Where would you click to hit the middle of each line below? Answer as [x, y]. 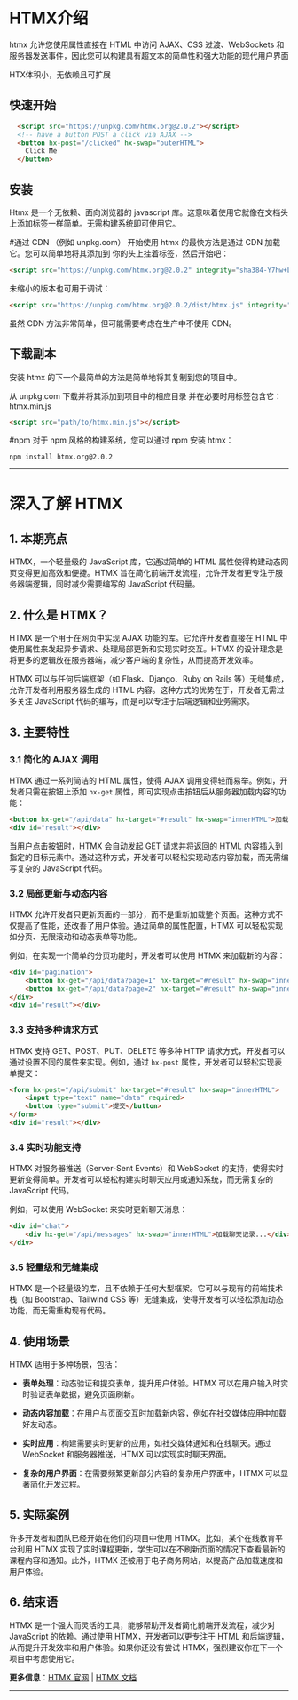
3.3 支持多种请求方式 [54, 1030]
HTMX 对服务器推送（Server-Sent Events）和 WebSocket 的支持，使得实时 [146, 1169]
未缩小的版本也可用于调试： [60, 288]
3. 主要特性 [39, 732]
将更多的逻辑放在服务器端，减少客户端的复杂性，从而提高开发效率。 [133, 660]
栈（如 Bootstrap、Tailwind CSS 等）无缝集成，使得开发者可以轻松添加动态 [146, 1299]
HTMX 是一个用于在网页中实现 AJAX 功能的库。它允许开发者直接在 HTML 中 [149, 638]
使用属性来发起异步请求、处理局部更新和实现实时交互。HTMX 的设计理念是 [146, 649]
